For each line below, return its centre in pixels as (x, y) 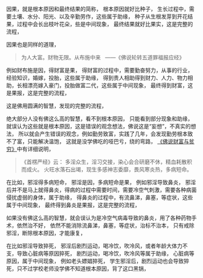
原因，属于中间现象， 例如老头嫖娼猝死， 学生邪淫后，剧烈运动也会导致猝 (98, 261)
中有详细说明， (36, 149)
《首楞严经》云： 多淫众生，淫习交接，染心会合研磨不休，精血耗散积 (106, 162)
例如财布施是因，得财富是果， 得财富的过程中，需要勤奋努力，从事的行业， (100, 70)
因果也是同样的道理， (33, 45)
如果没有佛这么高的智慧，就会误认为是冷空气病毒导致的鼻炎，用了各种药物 (99, 218)
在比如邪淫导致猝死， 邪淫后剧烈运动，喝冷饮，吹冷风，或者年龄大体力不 (97, 246)
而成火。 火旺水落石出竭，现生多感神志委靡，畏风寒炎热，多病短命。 (106, 169)
